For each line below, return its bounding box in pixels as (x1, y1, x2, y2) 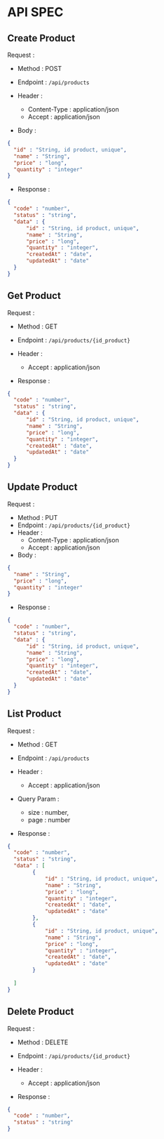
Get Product (7, 290, 61, 302)
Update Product (7, 481, 78, 493)
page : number (27, 815, 71, 824)
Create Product (7, 32, 76, 44)
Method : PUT (17, 513, 58, 521)
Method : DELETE (17, 1038, 69, 1046)
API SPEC (7, 4, 64, 20)
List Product (7, 708, 62, 720)
